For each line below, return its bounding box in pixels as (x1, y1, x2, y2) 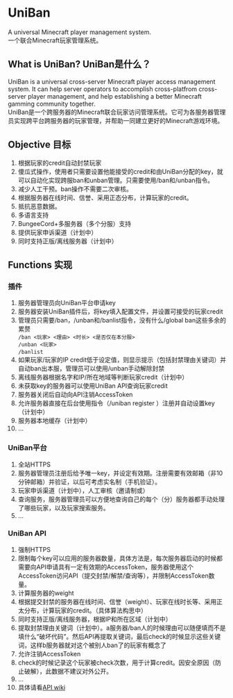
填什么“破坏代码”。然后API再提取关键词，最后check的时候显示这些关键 (17, 632, 221, 640)
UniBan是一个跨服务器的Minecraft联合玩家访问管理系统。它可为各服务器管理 (8, 108, 226, 116)
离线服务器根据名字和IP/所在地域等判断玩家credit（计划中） (17, 373, 189, 382)
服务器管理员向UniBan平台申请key (17, 299, 116, 307)
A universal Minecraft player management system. (8, 28, 152, 36)
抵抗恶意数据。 (17, 202, 61, 210)
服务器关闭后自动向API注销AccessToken (17, 391, 133, 399)
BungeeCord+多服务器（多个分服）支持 (17, 219, 131, 227)
